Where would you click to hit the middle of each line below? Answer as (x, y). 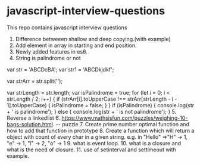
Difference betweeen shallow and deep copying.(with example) (93, 39)
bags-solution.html (30, 124)
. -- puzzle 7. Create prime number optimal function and (121, 124)
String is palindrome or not (48, 58)
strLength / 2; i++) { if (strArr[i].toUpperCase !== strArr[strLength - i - (92, 99)
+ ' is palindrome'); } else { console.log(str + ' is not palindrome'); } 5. (92, 111)
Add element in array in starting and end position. (76, 45)
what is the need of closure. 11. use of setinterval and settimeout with (91, 150)
